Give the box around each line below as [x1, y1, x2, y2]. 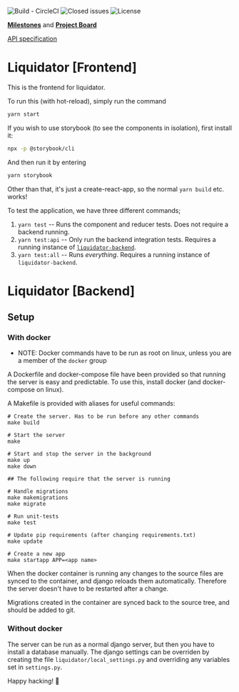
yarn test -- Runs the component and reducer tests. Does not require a [17, 220, 229, 229]
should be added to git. [7, 606, 76, 614]
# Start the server [7, 432, 66, 439]
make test [7, 519, 37, 526]
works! [7, 192, 28, 201]
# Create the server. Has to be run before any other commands [7, 413, 200, 421]
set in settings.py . [7, 663, 63, 671]
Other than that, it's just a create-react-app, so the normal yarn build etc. [7, 184, 225, 193]
